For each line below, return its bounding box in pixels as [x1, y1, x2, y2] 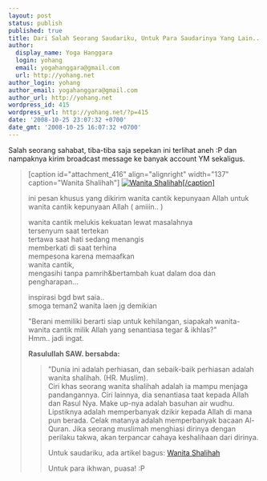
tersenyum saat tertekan [27, 226, 109, 235]
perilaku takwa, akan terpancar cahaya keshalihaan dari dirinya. [47, 432, 259, 442]
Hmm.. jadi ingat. [27, 333, 84, 343]
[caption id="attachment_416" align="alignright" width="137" [27, 169, 229, 178]
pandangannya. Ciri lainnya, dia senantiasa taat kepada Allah [47, 390, 249, 399]
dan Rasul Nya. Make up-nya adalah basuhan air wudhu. [47, 398, 235, 408]
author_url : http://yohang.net [8, 94, 113, 102]
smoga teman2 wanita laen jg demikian [27, 301, 158, 311]
